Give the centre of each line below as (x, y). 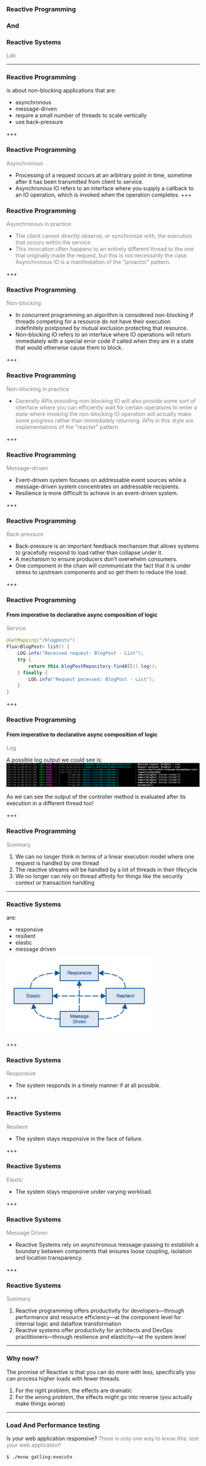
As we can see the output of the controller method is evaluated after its (96, 797)
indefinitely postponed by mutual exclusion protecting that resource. (101, 328)
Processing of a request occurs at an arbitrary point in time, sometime (104, 175)
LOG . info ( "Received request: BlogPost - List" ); (81, 653)
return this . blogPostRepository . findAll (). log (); (93, 666)
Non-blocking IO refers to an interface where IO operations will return (103, 335)
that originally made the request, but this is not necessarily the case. (101, 255)
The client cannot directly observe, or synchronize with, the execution (104, 236)
